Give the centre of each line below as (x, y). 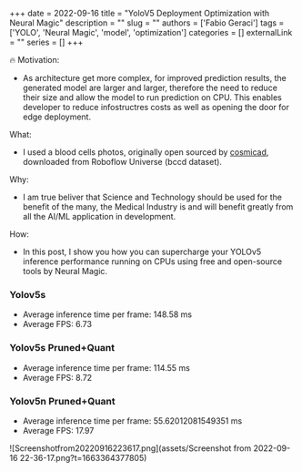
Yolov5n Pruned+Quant (62, 401)
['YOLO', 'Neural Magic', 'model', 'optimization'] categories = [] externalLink (151, 32)
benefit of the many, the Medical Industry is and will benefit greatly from (158, 207)
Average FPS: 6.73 (57, 324)
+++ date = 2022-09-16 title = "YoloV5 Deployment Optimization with (140, 13)
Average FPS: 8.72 (57, 377)
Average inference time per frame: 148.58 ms (107, 314)
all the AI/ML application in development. (99, 216)
